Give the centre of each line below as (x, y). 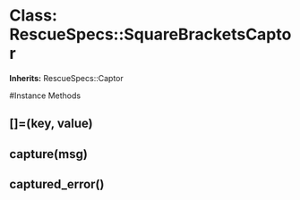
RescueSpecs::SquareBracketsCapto (150, 34)
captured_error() (57, 184)
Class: (34, 16)
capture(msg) (48, 154)
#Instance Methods (45, 96)
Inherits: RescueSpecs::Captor (66, 78)
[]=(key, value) (51, 124)
